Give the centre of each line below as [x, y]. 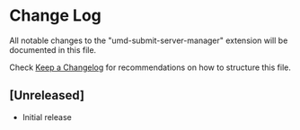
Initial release [47, 117]
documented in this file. [53, 49]
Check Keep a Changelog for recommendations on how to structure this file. [150, 67]
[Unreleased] [47, 95]
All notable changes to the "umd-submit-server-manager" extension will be [149, 40]
